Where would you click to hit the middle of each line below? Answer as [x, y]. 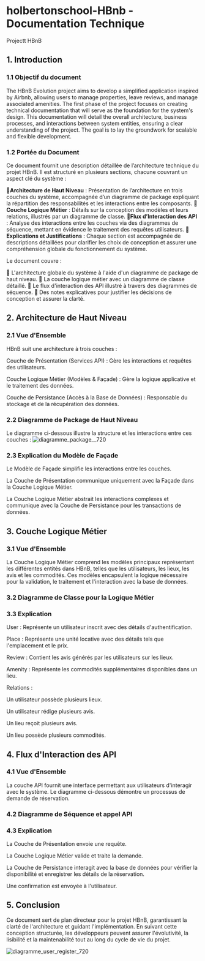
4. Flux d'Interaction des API [61, 754]
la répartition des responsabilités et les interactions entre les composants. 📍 [102, 203]
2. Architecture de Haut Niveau [67, 318]
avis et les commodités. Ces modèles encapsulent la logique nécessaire [97, 575]
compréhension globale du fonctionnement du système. [77, 249]
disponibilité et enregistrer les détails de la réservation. [76, 874]
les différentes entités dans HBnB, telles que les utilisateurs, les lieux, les [98, 568]
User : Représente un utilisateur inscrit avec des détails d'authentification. [99, 627]
